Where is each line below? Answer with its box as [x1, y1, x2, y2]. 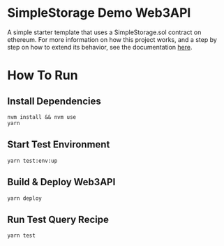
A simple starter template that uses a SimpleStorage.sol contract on [7, 28, 202, 36]
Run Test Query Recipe [7, 213, 110, 225]
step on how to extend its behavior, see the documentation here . [7, 43, 193, 51]
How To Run [7, 68, 78, 83]
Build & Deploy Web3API [7, 176, 116, 188]
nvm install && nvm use [7, 113, 77, 120]
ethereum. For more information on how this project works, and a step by [7, 35, 218, 43]
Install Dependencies [7, 95, 101, 107]
